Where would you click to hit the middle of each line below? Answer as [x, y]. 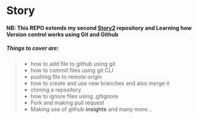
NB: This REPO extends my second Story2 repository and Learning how [99, 27]
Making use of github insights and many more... [91, 109]
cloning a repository [56, 90]
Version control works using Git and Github [62, 34]
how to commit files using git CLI [72, 70]
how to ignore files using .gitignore [74, 96]
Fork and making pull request [67, 103]
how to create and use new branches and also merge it [100, 83]
